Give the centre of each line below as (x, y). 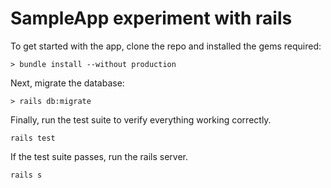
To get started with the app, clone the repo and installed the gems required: (166, 46)
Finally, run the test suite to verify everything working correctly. (141, 119)
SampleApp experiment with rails (151, 18)
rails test (33, 138)
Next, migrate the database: (67, 83)
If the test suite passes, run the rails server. (99, 156)
